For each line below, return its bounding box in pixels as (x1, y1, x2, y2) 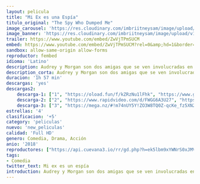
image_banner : (6, 31, 42, 37)
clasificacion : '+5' (6, 113, 58, 119)
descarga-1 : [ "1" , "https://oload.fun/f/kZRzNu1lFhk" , (17, 91, 156, 97)
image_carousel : (6, 25, 46, 31)
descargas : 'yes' (6, 81, 49, 87)
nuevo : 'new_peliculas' (6, 125, 65, 131)
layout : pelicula (6, 8, 49, 15)
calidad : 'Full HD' (6, 130, 55, 137)
